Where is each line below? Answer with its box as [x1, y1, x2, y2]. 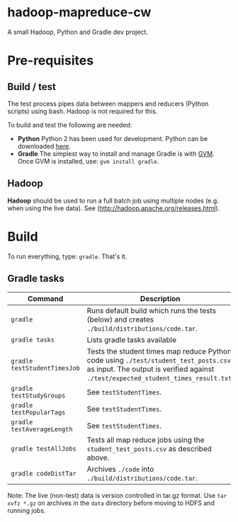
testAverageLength [11, 425, 73, 433]
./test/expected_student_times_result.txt [86, 374, 232, 382]
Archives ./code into [86, 464, 154, 474]
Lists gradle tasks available [86, 334, 177, 344]
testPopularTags [11, 408, 66, 416]
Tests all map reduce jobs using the [86, 435, 205, 445]
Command [27, 293, 64, 303]
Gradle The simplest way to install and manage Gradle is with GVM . [17, 149, 215, 158]
